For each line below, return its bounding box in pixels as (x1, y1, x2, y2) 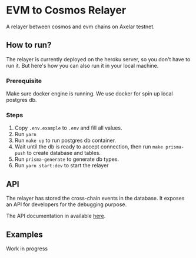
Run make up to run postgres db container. (14, 137, 117, 144)
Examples (6, 229, 43, 239)
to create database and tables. (26, 150, 101, 157)
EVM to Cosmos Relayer (6, 4, 127, 17)
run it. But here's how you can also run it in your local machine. (6, 62, 159, 69)
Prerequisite (6, 77, 42, 85)
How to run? (6, 40, 52, 50)
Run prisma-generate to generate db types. (14, 156, 119, 163)
